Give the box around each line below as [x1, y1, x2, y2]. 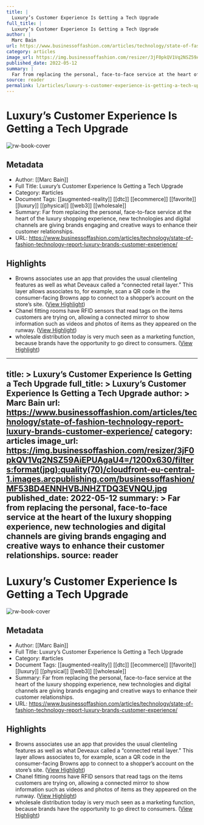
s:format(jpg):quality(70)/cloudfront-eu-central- [6, 464, 195, 474]
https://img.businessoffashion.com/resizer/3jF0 [6, 445, 195, 455]
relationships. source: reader [6, 550, 118, 560]
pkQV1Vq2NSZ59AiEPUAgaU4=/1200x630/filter [6, 455, 194, 465]
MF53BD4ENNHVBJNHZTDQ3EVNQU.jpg [6, 483, 168, 494]
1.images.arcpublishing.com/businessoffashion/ [6, 474, 195, 484]
